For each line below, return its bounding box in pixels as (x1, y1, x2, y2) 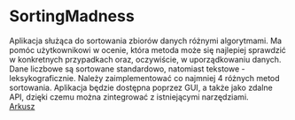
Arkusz (9, 101, 35, 111)
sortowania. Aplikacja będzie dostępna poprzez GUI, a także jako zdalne (9, 82, 273, 93)
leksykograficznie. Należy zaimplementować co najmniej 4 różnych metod (9, 72, 281, 83)
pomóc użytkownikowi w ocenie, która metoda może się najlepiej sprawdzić (9, 44, 286, 55)
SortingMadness (9, 6, 135, 26)
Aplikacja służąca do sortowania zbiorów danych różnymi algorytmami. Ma (9, 35, 282, 46)
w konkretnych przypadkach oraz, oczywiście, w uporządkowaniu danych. (9, 54, 282, 64)
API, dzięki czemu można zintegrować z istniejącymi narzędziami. (9, 91, 250, 102)
